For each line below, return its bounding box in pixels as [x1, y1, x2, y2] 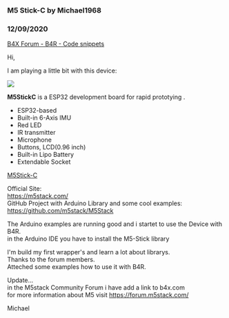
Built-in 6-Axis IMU [17, 113, 72, 122]
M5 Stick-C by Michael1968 [7, 6, 102, 15]
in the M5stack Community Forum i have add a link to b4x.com [7, 283, 185, 292]
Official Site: [7, 185, 42, 193]
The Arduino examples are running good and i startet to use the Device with [7, 220, 223, 228]
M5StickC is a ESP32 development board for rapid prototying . [7, 93, 186, 102]
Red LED [17, 121, 42, 129]
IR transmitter [17, 129, 56, 137]
